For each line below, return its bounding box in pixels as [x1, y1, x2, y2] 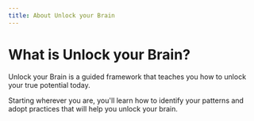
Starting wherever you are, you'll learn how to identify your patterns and [8, 96, 244, 105]
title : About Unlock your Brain [8, 11, 115, 20]
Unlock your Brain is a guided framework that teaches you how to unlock [8, 72, 247, 81]
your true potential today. [8, 80, 91, 89]
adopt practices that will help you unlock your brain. [8, 104, 179, 113]
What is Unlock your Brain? [8, 45, 191, 63]
